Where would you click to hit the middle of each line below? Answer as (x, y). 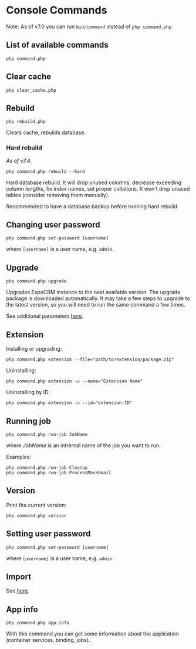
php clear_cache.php (31, 90)
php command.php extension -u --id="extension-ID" (69, 403)
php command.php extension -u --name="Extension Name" (75, 381)
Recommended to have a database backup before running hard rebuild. (92, 206)
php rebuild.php (26, 122)
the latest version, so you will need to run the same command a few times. (96, 305)
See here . (18, 591)
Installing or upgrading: (34, 349)
